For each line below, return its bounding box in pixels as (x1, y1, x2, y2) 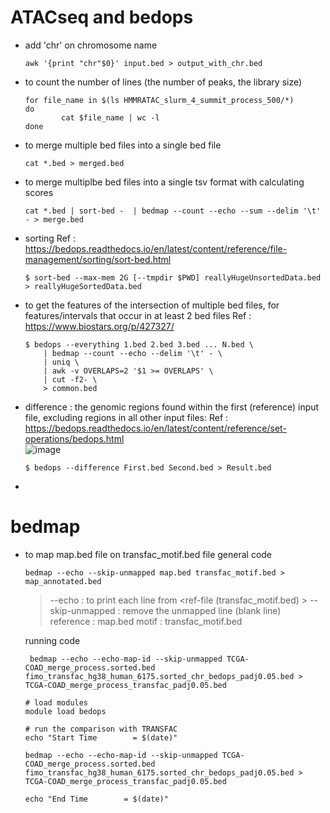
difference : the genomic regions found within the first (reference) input (24, 401, 320, 413)
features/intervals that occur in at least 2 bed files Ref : (24, 309, 252, 321)
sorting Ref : (24, 232, 76, 244)
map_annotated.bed (24, 576, 102, 586)
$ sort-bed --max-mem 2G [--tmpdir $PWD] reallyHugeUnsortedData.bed (24, 272, 322, 283)
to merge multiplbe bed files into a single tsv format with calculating (24, 176, 305, 188)
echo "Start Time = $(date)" (24, 732, 178, 743)
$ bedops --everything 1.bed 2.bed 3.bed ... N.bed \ (24, 339, 254, 350)
